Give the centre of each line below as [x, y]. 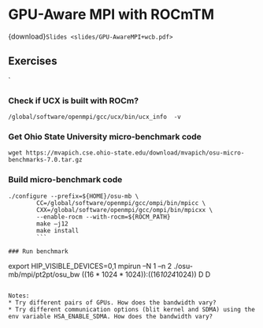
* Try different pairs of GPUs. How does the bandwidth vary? [112, 302]
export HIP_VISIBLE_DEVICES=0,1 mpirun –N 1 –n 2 [90, 266]
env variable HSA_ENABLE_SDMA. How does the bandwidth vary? [111, 316]
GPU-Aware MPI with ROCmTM [111, 15]
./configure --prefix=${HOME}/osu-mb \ [74, 196]
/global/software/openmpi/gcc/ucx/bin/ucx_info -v [94, 117]
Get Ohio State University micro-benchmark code [105, 136]
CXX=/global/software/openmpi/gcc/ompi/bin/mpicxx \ [125, 210]
